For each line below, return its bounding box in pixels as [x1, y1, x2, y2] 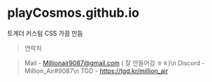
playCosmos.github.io [7, 5, 140, 21]
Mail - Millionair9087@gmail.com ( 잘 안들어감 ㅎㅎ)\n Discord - [24, 58, 205, 67]
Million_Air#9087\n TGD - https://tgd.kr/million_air [24, 67, 169, 75]
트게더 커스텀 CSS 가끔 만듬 [7, 29, 83, 37]
